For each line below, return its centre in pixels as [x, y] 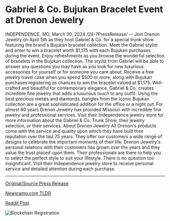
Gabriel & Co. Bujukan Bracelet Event [84, 9]
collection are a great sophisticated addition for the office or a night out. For [84, 104]
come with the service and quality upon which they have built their [75, 131]
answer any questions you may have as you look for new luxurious [75, 66]
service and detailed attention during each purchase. [60, 169]
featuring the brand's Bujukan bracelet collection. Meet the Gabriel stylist [81, 45]
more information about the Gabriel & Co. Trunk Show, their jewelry [75, 120]
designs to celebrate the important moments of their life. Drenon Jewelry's [83, 142]
